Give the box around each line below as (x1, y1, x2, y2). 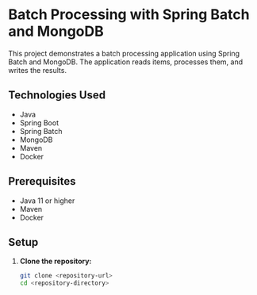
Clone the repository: (19, 256, 92, 266)
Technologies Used (8, 89, 105, 102)
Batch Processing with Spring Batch (8, 6, 250, 24)
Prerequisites (8, 174, 76, 188)
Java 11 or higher (19, 196, 75, 205)
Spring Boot (19, 117, 59, 128)
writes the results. (8, 65, 67, 75)
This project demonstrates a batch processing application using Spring (8, 48, 240, 58)
